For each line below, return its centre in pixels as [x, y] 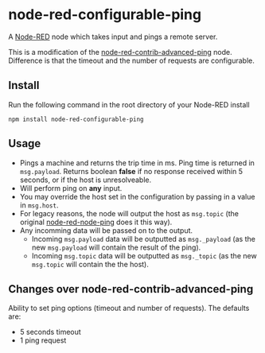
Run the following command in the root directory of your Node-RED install [129, 104]
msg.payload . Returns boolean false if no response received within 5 [131, 171]
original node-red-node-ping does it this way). [96, 222]
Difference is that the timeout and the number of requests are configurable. [131, 60]
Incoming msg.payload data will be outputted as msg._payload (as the [144, 239]
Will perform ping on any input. [71, 188]
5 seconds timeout [50, 332]
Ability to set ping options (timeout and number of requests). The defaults [129, 308]
